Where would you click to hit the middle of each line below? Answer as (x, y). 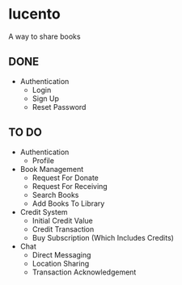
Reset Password (59, 107)
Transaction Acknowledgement (84, 272)
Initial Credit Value (62, 220)
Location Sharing (61, 263)
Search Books (55, 195)
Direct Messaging (61, 254)
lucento (34, 14)
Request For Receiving (70, 186)
